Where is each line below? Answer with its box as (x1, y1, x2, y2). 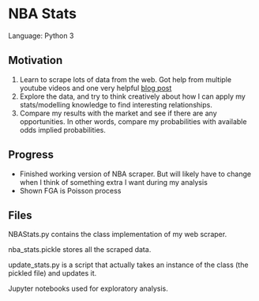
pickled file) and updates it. (8, 269, 97, 278)
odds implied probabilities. (19, 125, 107, 134)
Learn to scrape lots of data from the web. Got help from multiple (19, 74, 231, 84)
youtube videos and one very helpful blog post (19, 83, 172, 92)
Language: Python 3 (8, 31, 74, 40)
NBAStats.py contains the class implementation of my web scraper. (8, 230, 227, 239)
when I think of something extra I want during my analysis (19, 177, 208, 186)
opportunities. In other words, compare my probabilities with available (19, 116, 247, 126)
